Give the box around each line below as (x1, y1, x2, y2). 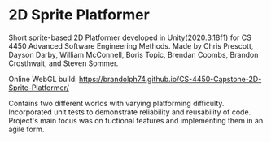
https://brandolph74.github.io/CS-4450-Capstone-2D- (78, 74, 262, 84)
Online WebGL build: (8, 74, 77, 84)
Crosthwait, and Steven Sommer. (8, 58, 119, 68)
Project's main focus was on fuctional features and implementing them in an (8, 115, 264, 125)
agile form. (8, 124, 45, 134)
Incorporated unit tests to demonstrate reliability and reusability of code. (8, 107, 251, 117)
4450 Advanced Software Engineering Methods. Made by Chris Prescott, (8, 41, 254, 50)
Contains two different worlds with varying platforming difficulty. (8, 98, 225, 108)
